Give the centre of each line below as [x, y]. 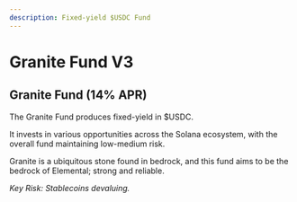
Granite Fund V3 [72, 61]
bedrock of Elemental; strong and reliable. [87, 171]
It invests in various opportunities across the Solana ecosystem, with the [144, 134]
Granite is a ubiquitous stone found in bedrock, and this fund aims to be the [149, 161]
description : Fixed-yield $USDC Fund [80, 18]
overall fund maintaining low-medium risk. [87, 144]
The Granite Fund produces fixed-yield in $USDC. [102, 117]
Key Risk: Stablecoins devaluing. [70, 188]
